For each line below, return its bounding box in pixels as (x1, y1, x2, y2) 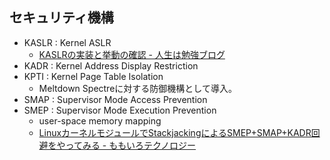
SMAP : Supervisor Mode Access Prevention (23, 93, 208, 105)
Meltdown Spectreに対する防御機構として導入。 (38, 82, 237, 94)
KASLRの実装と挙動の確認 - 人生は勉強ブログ (38, 48, 226, 60)
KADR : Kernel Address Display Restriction (23, 59, 199, 72)
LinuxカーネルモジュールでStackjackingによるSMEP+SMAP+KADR (38, 126, 312, 138)
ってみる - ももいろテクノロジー (65, 139, 197, 151)
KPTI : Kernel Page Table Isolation (23, 70, 164, 82)
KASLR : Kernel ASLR (23, 36, 112, 48)
